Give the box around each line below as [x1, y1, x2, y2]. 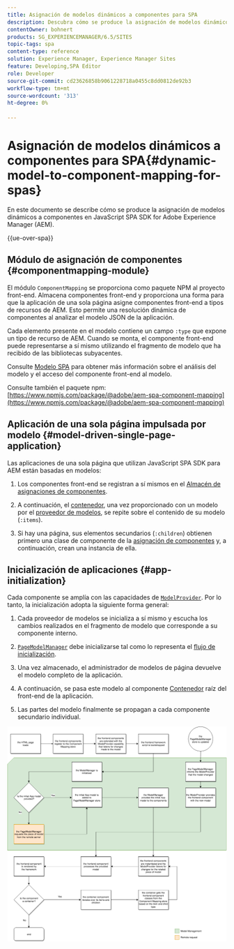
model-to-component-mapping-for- [7, 167, 221, 184]
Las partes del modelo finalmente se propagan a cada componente [17, 705, 210, 714]
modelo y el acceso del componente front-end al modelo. [7, 370, 173, 378]
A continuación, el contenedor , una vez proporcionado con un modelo [17, 500, 218, 509]
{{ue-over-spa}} [7, 234, 54, 242]
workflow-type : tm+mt [7, 84, 70, 92]
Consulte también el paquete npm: [7, 383, 107, 391]
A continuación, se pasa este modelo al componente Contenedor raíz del [17, 685, 227, 693]
